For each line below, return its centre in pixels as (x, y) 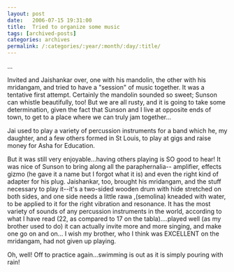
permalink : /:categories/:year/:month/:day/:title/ (84, 46)
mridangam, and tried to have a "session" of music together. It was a (106, 87)
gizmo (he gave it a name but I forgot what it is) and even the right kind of (113, 174)
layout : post (26, 14)
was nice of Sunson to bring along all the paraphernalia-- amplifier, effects (115, 166)
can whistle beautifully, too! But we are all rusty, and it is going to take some (116, 102)
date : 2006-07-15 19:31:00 (50, 20)
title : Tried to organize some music (64, 27)
